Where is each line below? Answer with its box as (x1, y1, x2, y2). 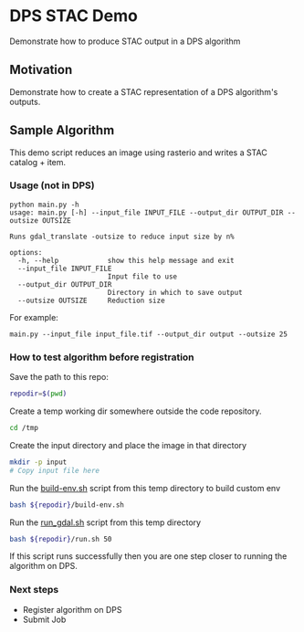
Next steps (9, 584, 59, 596)
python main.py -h (9, 200, 79, 209)
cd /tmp (9, 424, 39, 433)
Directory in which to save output (107, 288, 244, 297)
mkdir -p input (9, 458, 68, 467)
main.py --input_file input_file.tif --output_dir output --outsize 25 (9, 330, 288, 339)
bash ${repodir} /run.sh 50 (9, 534, 112, 543)
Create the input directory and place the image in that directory (9, 439, 247, 450)
